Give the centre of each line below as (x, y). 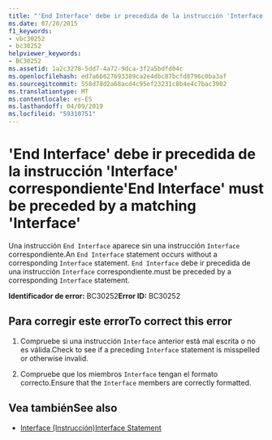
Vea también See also (63, 408)
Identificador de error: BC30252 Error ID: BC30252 (95, 295)
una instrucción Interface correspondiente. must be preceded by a (120, 271)
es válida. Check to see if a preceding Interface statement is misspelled (140, 349)
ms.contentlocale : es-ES (50, 99)
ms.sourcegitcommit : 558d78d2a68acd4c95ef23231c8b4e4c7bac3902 (118, 84)
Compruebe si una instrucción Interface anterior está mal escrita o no (138, 341)
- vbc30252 (27, 39)
